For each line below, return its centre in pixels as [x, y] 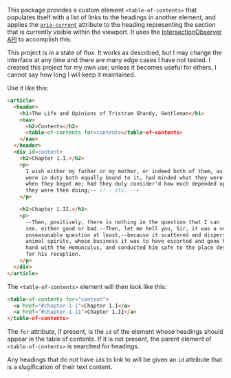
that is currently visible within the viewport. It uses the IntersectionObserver [114, 32]
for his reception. [53, 255]
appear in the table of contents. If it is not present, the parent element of [109, 339]
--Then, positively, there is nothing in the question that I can [122, 222]
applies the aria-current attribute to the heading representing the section [111, 24]
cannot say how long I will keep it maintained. [71, 74]
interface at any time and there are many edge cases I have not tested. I [109, 60]
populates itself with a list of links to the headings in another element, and [111, 17]
